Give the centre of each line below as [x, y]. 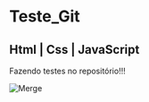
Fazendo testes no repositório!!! [68, 71]
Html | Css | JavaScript [74, 50]
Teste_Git [45, 17]
